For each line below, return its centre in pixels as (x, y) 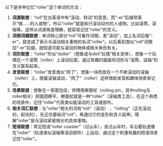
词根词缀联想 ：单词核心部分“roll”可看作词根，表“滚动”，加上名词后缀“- (82, 36)
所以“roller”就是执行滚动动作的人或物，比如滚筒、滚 (105, 24)
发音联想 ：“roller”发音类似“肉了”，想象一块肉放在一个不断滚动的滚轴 (81, 72)
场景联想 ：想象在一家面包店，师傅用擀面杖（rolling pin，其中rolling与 (81, 90)
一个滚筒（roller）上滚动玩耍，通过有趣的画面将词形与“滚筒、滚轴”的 (89, 60)
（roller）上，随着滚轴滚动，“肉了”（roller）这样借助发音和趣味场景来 (81, 78)
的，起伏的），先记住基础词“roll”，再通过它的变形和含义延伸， (73, 114)
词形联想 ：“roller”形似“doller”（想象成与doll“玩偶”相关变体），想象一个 (82, 54)
